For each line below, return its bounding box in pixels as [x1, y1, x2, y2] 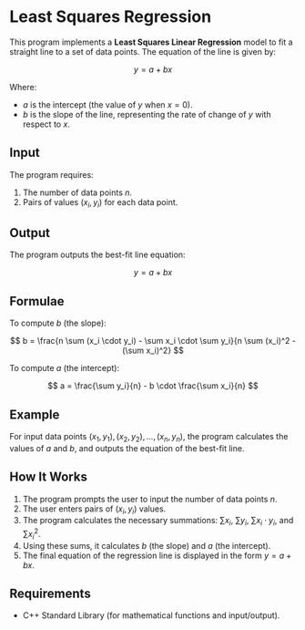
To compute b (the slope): [9, 317, 107, 329]
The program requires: [9, 169, 94, 180]
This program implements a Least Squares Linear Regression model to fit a [9, 36, 293, 47]
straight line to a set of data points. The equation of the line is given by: [9, 46, 276, 57]
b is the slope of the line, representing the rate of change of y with [22, 108, 271, 119]
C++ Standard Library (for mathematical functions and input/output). [22, 610, 280, 621]
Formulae [9, 294, 65, 309]
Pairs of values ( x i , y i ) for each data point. [22, 196, 178, 210]
